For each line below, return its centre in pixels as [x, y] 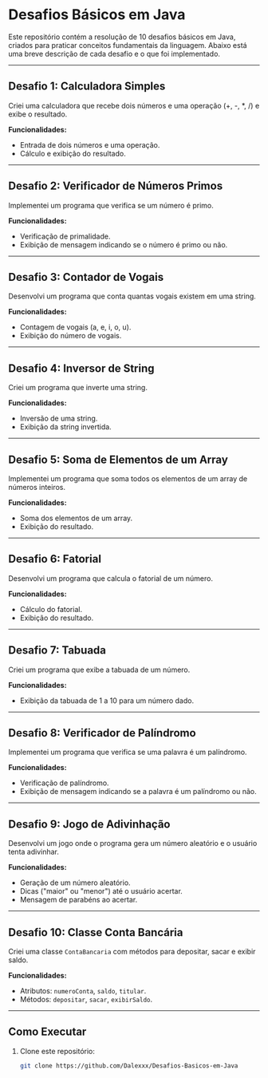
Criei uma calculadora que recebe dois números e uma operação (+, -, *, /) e [134, 105]
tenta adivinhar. [34, 852]
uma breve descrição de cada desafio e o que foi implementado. [114, 53]
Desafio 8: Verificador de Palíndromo [102, 733]
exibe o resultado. [38, 114]
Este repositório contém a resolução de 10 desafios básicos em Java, [122, 37]
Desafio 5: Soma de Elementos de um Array [118, 459]
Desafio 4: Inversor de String [81, 368]
